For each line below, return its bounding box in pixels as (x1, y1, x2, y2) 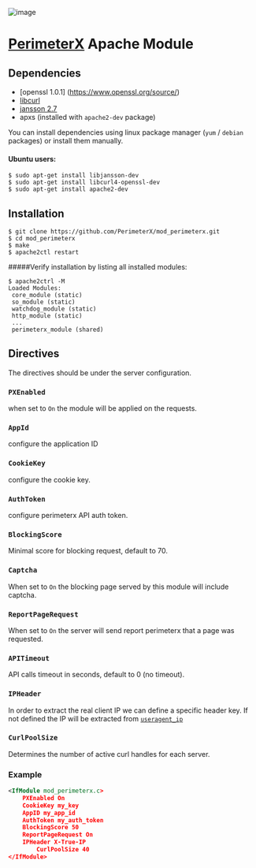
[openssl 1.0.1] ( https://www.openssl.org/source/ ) (19, 88, 180, 96)
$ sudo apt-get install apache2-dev (8, 185, 128, 193)
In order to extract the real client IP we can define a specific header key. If (8, 706, 248, 715)
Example (8, 769, 43, 780)
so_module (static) (11, 298, 76, 307)
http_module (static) (11, 312, 83, 320)
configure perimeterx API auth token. (8, 511, 128, 520)
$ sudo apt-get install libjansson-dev (8, 172, 139, 180)
